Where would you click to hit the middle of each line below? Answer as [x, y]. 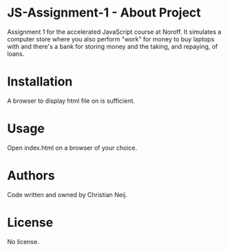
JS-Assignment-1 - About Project [104, 13]
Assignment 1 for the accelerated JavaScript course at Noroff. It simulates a [114, 32]
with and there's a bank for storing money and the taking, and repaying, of [113, 46]
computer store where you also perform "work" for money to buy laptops [111, 39]
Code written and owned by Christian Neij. [67, 194]
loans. [16, 54]
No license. [23, 241]
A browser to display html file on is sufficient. [71, 101]
